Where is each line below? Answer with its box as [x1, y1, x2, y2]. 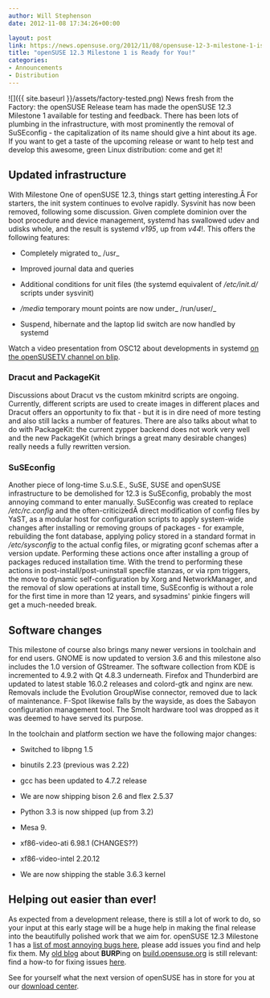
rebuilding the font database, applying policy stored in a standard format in [8, 531, 256, 541]
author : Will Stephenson [8, 11, 92, 20]
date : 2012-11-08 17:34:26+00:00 [8, 19, 121, 27]
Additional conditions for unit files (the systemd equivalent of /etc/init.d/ [19, 279, 259, 289]
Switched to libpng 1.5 [19, 744, 94, 754]
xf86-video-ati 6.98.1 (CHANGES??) [19, 838, 139, 847]
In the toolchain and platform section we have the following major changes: [8, 729, 257, 738]
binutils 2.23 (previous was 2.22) [19, 759, 129, 770]
